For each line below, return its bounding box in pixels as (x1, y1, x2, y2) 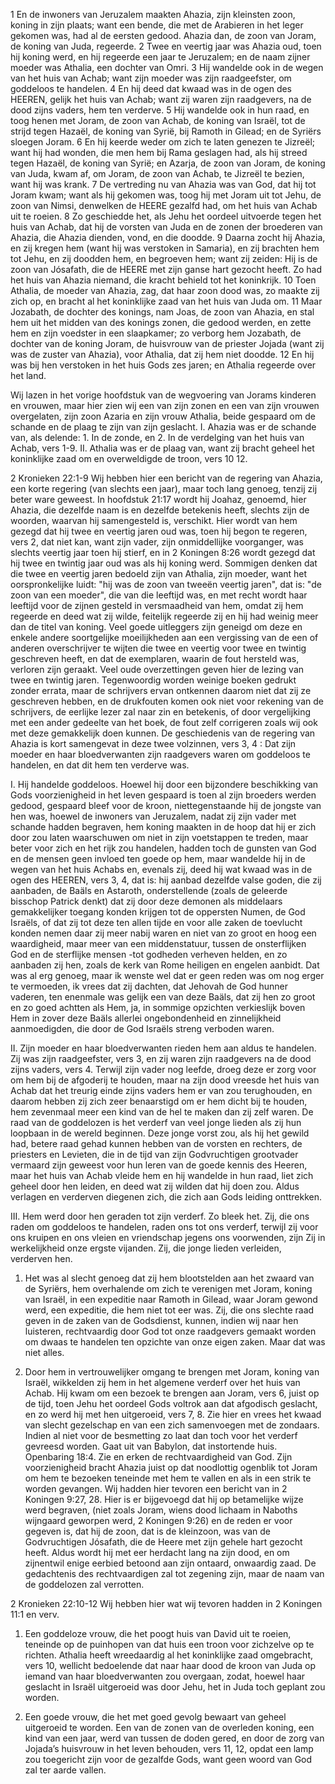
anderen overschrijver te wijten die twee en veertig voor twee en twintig (10, 642, 307, 654)
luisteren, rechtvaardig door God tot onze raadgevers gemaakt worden (24, 1325, 317, 1337)
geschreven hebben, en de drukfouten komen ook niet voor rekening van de (10, 695, 324, 707)
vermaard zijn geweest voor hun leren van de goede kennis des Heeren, (10, 1159, 308, 1171)
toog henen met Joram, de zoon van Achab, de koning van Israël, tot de (10, 115, 306, 126)
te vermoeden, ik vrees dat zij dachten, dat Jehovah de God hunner (10, 980, 289, 992)
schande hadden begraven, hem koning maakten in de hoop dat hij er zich (10, 821, 317, 833)
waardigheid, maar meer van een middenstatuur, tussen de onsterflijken (10, 938, 307, 949)
